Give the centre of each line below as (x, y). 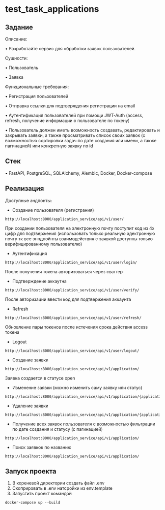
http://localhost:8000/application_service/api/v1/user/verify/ (72, 290)
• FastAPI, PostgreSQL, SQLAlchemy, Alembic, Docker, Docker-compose (79, 173)
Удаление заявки (30, 406)
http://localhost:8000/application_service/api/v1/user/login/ (71, 262)
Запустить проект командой (42, 494)
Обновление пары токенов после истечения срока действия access (77, 327)
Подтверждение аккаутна (40, 281)
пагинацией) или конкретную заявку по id (49, 146)
